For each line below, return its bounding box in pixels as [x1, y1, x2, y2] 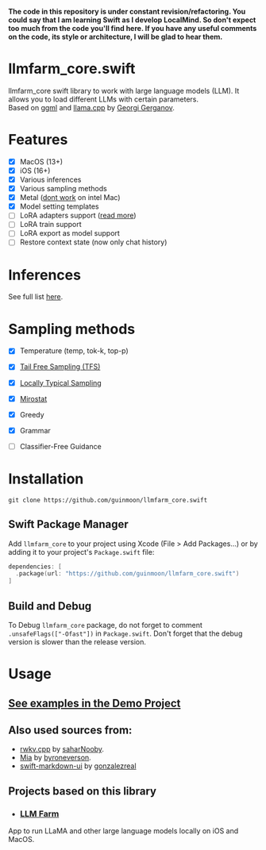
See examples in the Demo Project [8, 696, 181, 710]
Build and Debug [8, 599, 92, 613]
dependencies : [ [8, 563, 62, 571]
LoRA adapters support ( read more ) [19, 210, 137, 221]
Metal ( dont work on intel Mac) [19, 193, 121, 202]
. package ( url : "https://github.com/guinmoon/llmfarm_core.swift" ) [15, 570, 240, 578]
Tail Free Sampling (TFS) [19, 362, 101, 371]
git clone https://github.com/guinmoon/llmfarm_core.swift [8, 496, 208, 504]
